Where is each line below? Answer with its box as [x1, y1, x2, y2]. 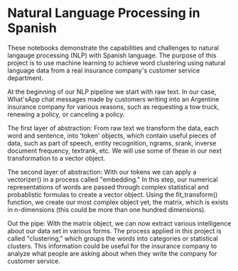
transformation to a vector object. [7, 154, 106, 162]
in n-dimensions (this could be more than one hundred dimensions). [7, 205, 206, 214]
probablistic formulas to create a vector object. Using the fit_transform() [7, 190, 218, 199]
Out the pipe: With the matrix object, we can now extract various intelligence [7, 219, 232, 228]
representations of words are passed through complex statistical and [7, 182, 210, 191]
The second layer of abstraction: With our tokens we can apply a [7, 167, 197, 176]
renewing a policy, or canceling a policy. [7, 110, 125, 118]
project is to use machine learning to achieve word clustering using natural [7, 58, 226, 67]
